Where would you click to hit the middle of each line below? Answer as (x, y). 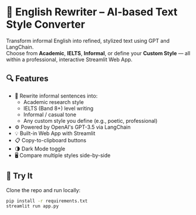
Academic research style (53, 102)
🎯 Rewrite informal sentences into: (56, 96)
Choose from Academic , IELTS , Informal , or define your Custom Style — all (98, 53)
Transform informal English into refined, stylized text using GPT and (88, 41)
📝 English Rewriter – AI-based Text (92, 12)
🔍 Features (27, 79)
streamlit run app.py (33, 206)
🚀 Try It (19, 176)
